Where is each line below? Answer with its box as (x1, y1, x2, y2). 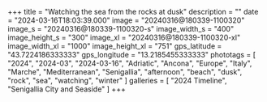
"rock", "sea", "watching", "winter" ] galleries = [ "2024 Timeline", (7, 76, 227, 85)
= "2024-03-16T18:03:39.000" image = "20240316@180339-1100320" (7, 15, 245, 25)
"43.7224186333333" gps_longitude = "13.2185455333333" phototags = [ (7, 50, 256, 59)
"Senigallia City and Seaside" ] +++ (7, 84, 127, 94)
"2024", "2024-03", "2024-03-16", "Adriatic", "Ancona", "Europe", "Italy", (7, 58, 252, 68)
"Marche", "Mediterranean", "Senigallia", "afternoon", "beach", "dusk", (7, 67, 243, 76)
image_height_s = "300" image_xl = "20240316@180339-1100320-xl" (7, 32, 241, 42)
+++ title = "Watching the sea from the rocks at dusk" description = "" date (7, 7, 259, 16)
